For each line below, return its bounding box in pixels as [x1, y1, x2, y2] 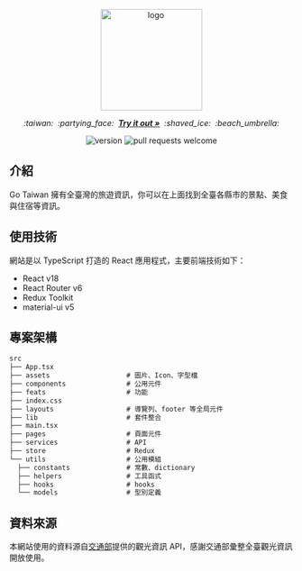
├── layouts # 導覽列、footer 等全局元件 [9, 404, 224, 413]
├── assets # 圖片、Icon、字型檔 [9, 371, 198, 380]
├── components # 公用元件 [9, 379, 162, 389]
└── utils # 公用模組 [9, 455, 162, 464]
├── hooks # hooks [17, 480, 155, 489]
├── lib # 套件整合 [9, 412, 162, 422]
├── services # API [9, 438, 147, 448]
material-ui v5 [22, 302, 75, 313]
